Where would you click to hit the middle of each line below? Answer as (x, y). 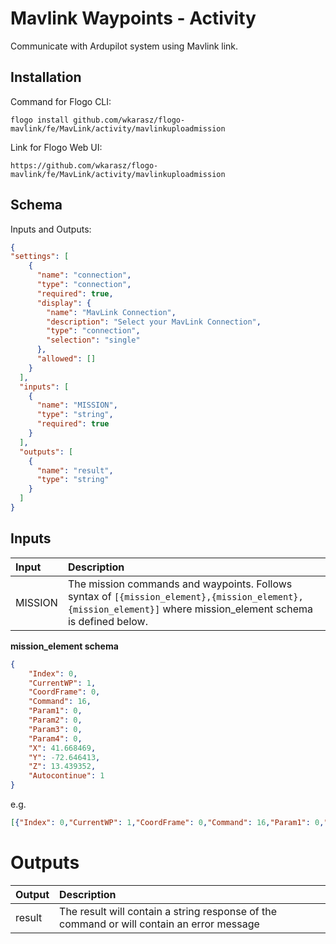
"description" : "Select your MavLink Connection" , (154, 322)
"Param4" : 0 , (55, 738)
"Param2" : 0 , (55, 720)
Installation (46, 77)
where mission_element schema (237, 609)
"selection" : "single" (93, 340)
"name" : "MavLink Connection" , (111, 312)
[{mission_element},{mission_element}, (208, 596)
